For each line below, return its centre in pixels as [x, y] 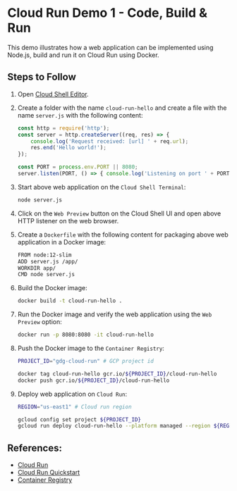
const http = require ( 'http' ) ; [63, 128]
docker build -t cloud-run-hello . [70, 301]
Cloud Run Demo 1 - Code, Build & [108, 13]
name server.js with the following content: [80, 115]
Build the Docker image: [53, 288]
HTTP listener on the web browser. [68, 220]
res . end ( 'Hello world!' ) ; [69, 148]
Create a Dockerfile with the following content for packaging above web [123, 235]
